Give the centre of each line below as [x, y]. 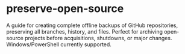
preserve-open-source [65, 9]
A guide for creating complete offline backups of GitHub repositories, [92, 25]
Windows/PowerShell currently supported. [59, 44]
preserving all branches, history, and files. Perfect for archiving [84, 31]
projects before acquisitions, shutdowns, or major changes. [99, 38]
